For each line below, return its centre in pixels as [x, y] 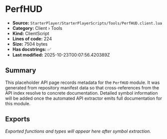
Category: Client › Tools [37, 28]
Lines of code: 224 [32, 39]
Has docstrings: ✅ [32, 49]
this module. [18, 103]
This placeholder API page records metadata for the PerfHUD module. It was [83, 82]
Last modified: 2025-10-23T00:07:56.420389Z [61, 55]
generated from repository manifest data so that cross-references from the [82, 87]
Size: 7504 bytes [30, 44]
